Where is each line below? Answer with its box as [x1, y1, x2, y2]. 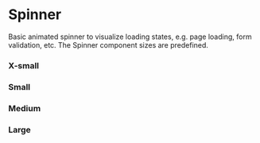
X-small [8, 60, 40, 71]
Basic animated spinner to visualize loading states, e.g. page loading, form [8, 32, 252, 41]
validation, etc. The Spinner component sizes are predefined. [8, 40, 209, 49]
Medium [8, 102, 41, 114]
